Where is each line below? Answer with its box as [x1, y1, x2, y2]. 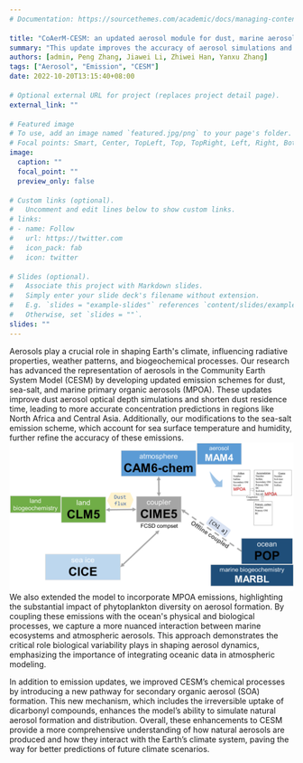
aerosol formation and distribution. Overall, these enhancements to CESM [9, 715, 283, 726]
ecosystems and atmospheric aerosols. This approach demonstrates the [9, 630, 279, 641]
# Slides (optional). [9, 272, 91, 281]
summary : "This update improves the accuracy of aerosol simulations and [9, 43, 293, 52]
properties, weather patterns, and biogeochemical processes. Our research [9, 355, 290, 366]
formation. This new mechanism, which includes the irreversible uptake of [9, 696, 284, 707]
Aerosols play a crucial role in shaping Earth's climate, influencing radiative [9, 345, 289, 356]
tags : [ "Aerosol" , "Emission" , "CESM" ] [9, 62, 160, 71]
